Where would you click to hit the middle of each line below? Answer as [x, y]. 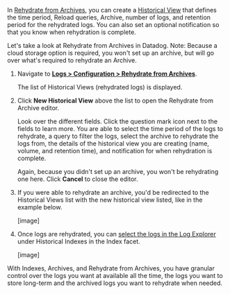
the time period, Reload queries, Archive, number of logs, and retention [109, 17]
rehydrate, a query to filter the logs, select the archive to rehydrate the [118, 136]
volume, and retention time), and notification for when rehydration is [115, 151]
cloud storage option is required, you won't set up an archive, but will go [110, 53]
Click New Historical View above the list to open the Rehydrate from [115, 101]
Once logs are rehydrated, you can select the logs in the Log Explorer [117, 234]
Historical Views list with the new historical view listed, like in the [110, 200]
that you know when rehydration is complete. [72, 32]
